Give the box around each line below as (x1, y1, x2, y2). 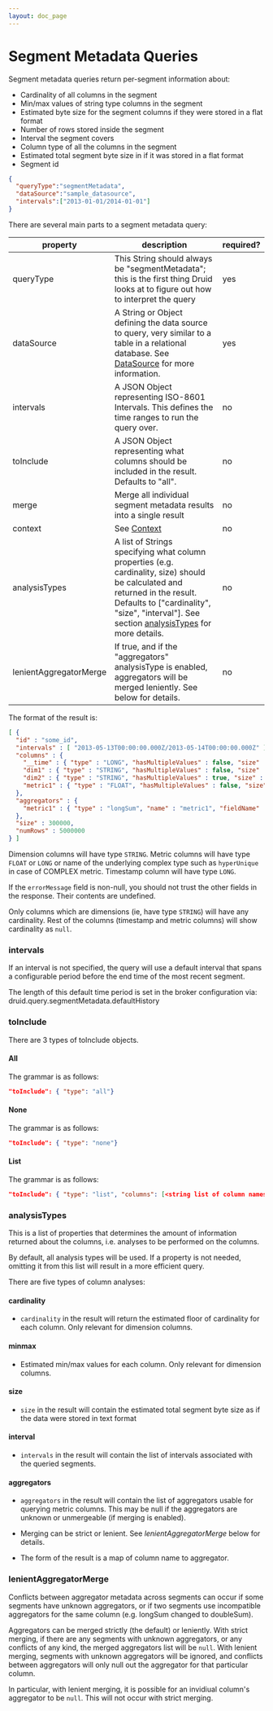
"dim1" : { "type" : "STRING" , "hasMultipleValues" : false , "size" (23, 767, 260, 775)
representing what (114, 445, 184, 456)
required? (222, 239, 261, 250)
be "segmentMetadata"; (114, 262, 206, 274)
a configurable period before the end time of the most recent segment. (8, 971, 245, 982)
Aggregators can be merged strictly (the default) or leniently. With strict (8, 1625, 249, 1634)
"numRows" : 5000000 (15, 827, 85, 835)
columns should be (114, 455, 188, 467)
